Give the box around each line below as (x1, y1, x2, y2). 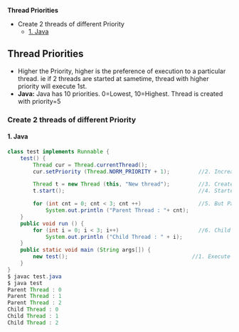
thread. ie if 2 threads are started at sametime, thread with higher (17, 74, 209, 82)
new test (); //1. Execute (33, 253, 231, 260)
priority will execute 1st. (17, 82, 87, 90)
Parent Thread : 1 (7, 293, 62, 300)
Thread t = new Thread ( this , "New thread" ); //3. (33, 181, 212, 188)
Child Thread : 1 (7, 313, 59, 320)
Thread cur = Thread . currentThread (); (33, 161, 148, 168)
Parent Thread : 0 (7, 286, 62, 294)
